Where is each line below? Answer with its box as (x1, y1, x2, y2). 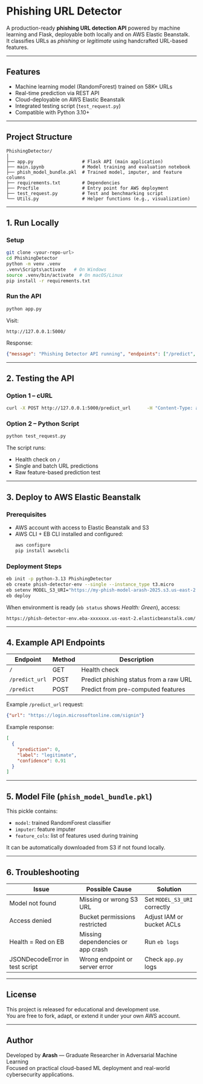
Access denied (9, 916, 52, 925)
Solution (156, 885, 182, 893)
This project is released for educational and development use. (6, 1005, 161, 1013)
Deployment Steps (6, 562, 62, 570)
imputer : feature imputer (14, 825, 76, 833)
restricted (79, 920, 107, 928)
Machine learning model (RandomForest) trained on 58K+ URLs (14, 83, 173, 90)
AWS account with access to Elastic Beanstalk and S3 (14, 524, 149, 531)
